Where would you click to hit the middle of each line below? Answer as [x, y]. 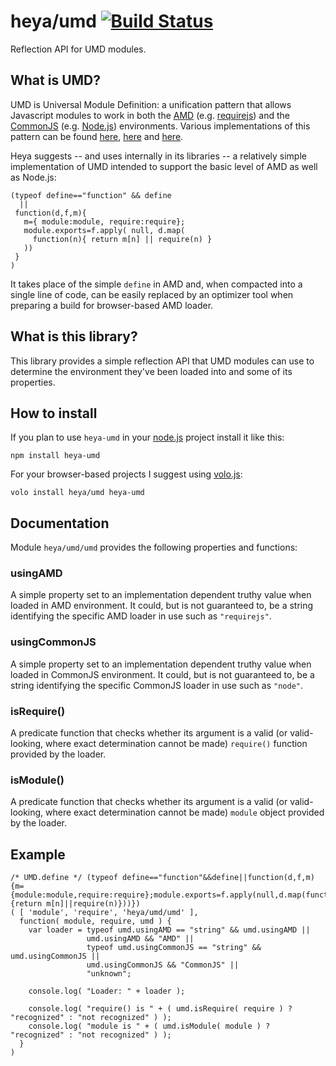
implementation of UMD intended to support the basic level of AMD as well [164, 166]
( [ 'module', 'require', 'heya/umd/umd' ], [104, 913]
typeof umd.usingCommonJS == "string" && [174, 948]
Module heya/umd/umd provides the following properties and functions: [154, 547]
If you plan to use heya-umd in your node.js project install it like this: [147, 437]
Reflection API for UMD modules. [78, 49]
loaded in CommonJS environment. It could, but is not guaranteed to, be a [162, 674]
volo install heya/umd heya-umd [77, 493]
